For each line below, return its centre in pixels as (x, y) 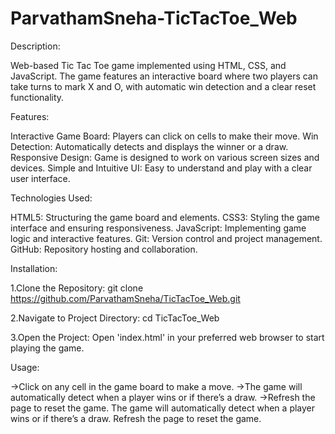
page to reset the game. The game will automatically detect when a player (163, 408)
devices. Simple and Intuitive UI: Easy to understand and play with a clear (161, 168)
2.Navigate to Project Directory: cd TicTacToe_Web (115, 318)
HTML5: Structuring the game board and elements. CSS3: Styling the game (165, 217)
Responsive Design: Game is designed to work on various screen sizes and (165, 157)
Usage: (25, 367)
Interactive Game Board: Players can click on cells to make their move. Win (164, 136)
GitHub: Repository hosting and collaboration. (104, 249)
